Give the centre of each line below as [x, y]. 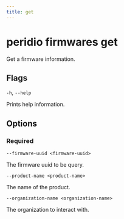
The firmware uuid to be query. [45, 165]
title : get [20, 12]
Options [22, 123]
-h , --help [19, 92]
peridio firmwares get [62, 42]
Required [20, 141]
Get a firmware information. [41, 59]
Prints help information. [36, 105]
